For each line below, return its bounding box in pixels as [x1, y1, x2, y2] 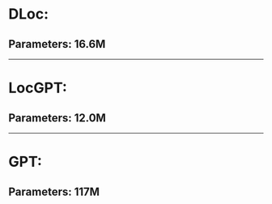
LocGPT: [8, 79, 67, 97]
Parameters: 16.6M [8, 37, 106, 51]
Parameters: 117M [8, 185, 100, 198]
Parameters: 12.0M [8, 111, 107, 125]
